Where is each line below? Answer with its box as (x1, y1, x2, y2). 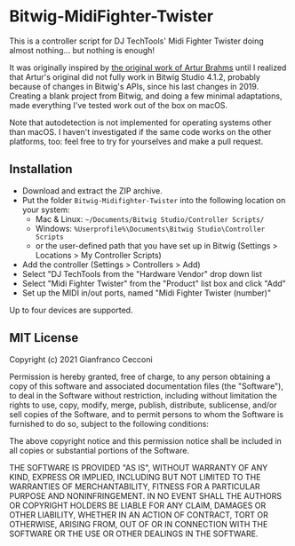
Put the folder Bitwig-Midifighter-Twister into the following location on (21, 194, 286, 205)
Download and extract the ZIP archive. (21, 185, 163, 196)
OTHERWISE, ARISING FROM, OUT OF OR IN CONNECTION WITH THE (9, 518, 268, 529)
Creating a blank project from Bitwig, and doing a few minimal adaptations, (9, 91, 283, 101)
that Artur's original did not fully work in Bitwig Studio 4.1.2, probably (9, 71, 260, 82)
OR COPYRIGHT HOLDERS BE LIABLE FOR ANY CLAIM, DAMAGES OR (9, 500, 267, 510)
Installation (9, 162, 73, 177)
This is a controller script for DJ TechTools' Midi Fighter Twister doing (9, 36, 264, 46)
